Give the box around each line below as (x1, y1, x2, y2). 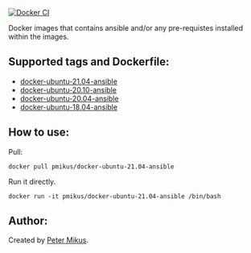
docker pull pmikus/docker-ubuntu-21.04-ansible (8, 162, 175, 171)
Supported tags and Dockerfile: (8, 55, 170, 68)
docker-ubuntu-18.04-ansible (19, 102, 118, 112)
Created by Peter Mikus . (8, 235, 88, 245)
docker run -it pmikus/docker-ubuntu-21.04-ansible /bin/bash (8, 192, 221, 201)
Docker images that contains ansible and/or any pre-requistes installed (8, 23, 244, 32)
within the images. (8, 32, 69, 41)
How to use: (8, 126, 70, 139)
